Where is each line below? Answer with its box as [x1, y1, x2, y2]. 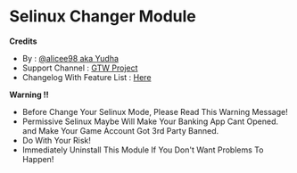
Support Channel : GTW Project [21, 62, 138, 73]
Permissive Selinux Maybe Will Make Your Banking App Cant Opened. [21, 116, 279, 127]
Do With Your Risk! [21, 135, 92, 145]
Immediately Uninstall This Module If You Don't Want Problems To [21, 144, 264, 155]
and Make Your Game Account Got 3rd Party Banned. [21, 125, 219, 136]
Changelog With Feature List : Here [21, 71, 152, 82]
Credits [9, 36, 37, 46]
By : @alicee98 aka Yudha [21, 53, 119, 63]
